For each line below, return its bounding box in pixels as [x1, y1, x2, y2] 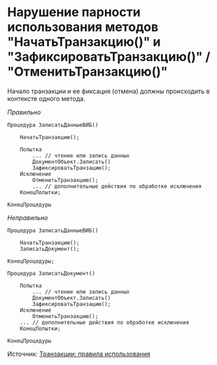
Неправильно [7, 213, 48, 221]
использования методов [7, 19, 159, 35]
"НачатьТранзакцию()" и [7, 34, 161, 50]
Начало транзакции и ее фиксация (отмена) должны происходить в [7, 87, 210, 95]
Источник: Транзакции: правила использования [7, 350, 150, 358]
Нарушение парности [7, 4, 141, 20]
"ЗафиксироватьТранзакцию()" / [7, 49, 211, 65]
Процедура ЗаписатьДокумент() [7, 270, 96, 277]
